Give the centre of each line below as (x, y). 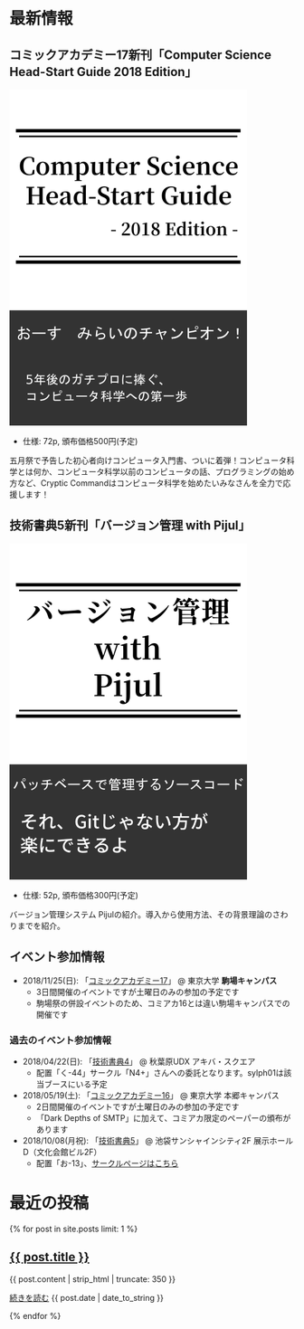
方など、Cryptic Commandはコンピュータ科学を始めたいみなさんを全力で (146, 483)
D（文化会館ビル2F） (62, 1152)
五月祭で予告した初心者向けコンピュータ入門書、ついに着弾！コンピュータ (148, 460)
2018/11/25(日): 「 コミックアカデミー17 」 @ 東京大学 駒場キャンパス (150, 980)
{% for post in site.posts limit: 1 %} (74, 1229)
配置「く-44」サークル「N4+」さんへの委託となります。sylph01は (160, 1072)
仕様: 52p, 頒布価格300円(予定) (80, 895)
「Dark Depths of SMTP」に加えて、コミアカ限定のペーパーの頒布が (163, 1117)
